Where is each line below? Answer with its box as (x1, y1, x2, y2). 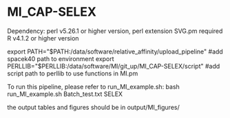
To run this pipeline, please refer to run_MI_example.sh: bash (7, 82, 180, 91)
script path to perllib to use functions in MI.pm (7, 69, 138, 78)
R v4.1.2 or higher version (7, 34, 79, 42)
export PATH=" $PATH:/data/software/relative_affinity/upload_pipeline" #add (7, 47, 224, 56)
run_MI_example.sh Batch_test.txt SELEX (7, 90, 123, 98)
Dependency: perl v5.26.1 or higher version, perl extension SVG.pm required (7, 27, 223, 35)
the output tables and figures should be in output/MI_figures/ (7, 103, 180, 111)
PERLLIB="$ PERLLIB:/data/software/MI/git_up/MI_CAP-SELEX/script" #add (7, 62, 220, 70)
